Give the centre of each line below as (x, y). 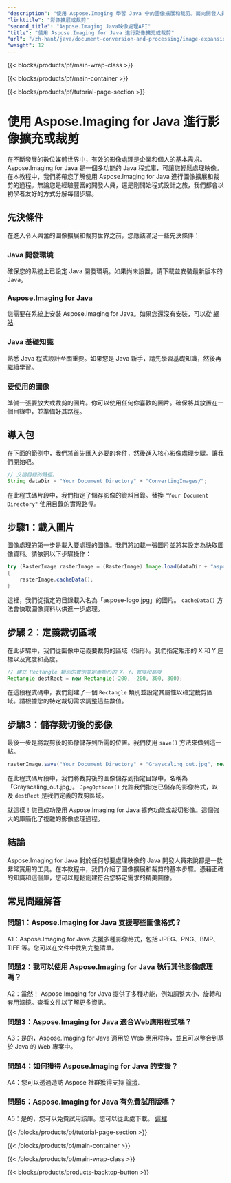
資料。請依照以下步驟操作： (52, 554)
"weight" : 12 (26, 45)
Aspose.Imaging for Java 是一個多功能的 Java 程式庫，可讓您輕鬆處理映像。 (115, 168)
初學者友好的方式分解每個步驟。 (52, 193)
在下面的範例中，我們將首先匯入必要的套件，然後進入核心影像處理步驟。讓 (112, 453)
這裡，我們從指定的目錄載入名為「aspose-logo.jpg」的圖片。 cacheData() (111, 600)
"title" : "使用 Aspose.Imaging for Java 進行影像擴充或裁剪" (91, 33)
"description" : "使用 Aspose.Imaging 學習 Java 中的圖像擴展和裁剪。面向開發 (112, 13)
